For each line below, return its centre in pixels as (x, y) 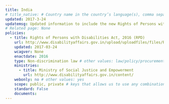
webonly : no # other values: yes (49, 79)
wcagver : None (29, 51)
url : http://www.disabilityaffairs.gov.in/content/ (79, 75)
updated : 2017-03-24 (36, 47)
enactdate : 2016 (31, 56)
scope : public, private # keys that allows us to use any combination (90, 84)
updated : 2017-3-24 (26, 19)
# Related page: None (28, 28)
